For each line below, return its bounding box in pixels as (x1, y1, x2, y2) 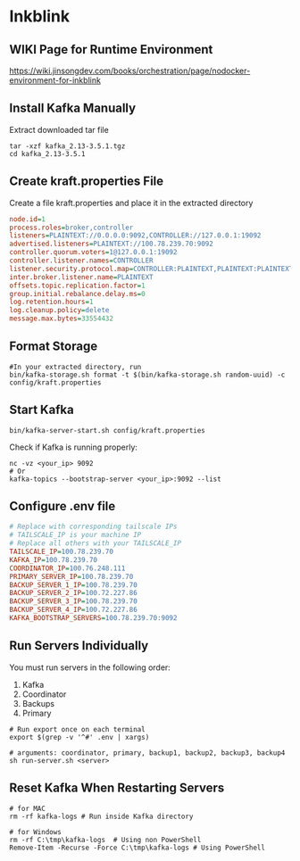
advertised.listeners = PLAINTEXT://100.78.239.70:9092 (9, 239, 214, 249)
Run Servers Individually (9, 638, 149, 653)
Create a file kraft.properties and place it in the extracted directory (9, 197, 254, 208)
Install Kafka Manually (9, 101, 137, 116)
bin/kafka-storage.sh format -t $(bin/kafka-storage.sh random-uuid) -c (9, 370, 286, 379)
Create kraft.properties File (9, 174, 164, 189)
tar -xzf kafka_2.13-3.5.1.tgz (9, 141, 126, 151)
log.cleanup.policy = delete (9, 306, 110, 315)
